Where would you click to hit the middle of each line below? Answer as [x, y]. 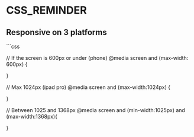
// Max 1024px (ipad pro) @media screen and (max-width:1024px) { [88, 87]
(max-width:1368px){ [32, 117]
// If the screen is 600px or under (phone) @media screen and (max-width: [97, 58]
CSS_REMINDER [46, 10]
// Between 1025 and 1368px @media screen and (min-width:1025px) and [96, 110]
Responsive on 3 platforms [57, 32]
